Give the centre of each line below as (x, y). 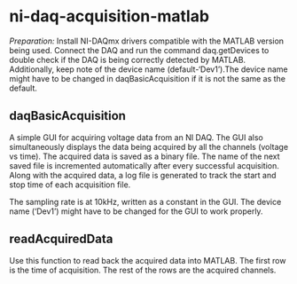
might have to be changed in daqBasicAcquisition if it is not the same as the (148, 78)
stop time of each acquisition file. (70, 185)
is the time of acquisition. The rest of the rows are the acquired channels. (143, 270)
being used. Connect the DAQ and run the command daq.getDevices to (139, 50)
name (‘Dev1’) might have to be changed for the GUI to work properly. (136, 211)
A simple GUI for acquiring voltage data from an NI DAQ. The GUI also (137, 137)
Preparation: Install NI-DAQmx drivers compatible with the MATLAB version (147, 41)
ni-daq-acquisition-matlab (109, 16)
